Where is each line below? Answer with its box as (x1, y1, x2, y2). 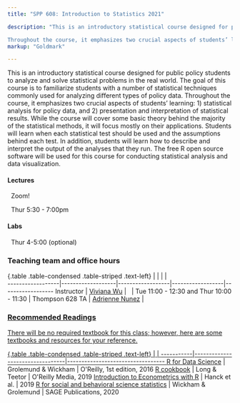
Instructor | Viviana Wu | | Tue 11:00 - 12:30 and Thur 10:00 (54, 287, 232, 295)
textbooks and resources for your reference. (7, 336, 138, 345)
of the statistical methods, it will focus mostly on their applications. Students (7, 122, 232, 131)
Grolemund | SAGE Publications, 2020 (7, 388, 119, 397)
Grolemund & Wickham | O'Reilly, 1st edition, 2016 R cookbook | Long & (7, 365, 216, 374)
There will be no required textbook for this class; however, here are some (7, 329, 223, 337)
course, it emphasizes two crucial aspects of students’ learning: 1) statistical (7, 99, 232, 108)
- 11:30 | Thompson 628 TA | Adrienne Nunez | (7, 294, 144, 303)
